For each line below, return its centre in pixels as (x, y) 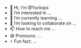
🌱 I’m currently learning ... (36, 18)
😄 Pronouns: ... (26, 36)
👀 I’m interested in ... (30, 13)
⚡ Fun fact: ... (23, 41)
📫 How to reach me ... (32, 29)
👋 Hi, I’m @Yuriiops (29, 8)
